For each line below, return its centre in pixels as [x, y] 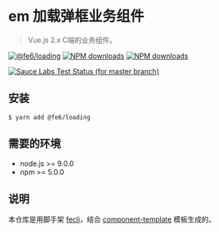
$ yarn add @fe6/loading [49, 117]
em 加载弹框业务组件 [76, 16]
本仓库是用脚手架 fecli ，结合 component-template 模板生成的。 [112, 219]
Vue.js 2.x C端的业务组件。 [72, 40]
